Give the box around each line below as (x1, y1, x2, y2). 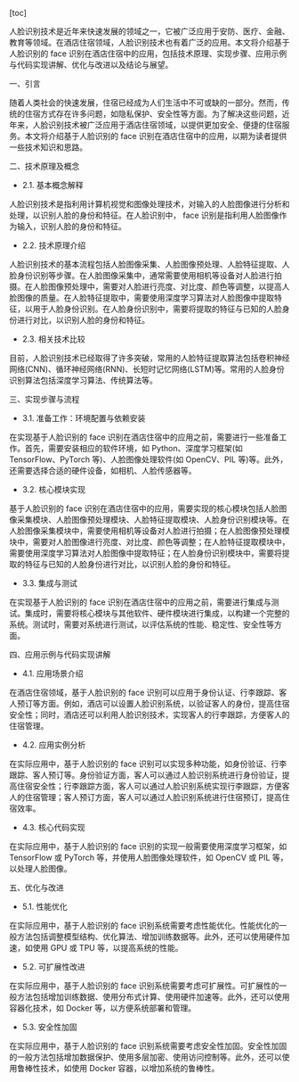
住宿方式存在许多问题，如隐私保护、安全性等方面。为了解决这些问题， (24, 109, 282, 119)
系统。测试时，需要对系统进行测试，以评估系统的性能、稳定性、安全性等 (9, 619, 274, 630)
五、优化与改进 (9, 882, 64, 893)
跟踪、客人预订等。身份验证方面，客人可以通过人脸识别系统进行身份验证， (9, 770, 282, 780)
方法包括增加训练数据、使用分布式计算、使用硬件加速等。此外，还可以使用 (16, 992, 290, 1002)
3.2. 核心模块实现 (21, 484, 86, 494)
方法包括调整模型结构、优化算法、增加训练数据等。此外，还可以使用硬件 (16, 931, 282, 942)
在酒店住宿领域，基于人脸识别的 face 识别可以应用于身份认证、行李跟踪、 (9, 687, 279, 698)
